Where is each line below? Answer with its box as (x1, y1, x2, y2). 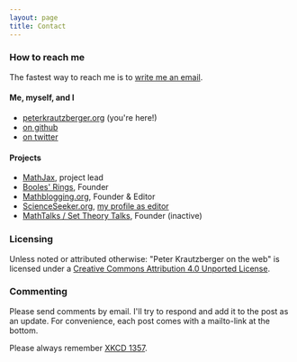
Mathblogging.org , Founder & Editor (22, 191, 156, 203)
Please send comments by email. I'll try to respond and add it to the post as (9, 305, 289, 316)
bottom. (9, 325, 39, 336)
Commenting (9, 285, 67, 298)
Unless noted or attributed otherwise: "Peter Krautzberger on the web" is (9, 253, 281, 264)
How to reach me (9, 51, 85, 64)
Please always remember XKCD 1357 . (9, 342, 148, 353)
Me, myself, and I (9, 92, 75, 104)
